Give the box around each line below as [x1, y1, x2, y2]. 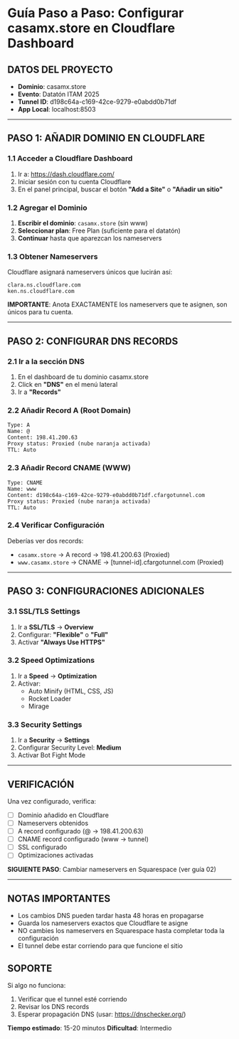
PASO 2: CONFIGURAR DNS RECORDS [7, 335, 179, 347]
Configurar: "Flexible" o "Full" [17, 630, 109, 639]
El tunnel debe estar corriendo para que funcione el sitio [17, 942, 184, 950]
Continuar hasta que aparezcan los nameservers [17, 233, 162, 243]
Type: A [7, 422, 31, 429]
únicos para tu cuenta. [7, 308, 73, 316]
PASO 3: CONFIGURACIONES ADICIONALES [7, 585, 205, 597]
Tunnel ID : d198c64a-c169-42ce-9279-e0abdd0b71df [17, 97, 177, 106]
